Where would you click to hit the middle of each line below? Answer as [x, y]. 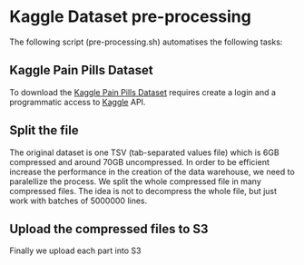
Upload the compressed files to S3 [109, 229]
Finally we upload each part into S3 [75, 250]
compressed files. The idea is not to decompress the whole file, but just [143, 191]
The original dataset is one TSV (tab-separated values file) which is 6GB [144, 152]
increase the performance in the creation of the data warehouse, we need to [152, 172]
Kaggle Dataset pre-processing [130, 17]
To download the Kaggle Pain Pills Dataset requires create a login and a [143, 92]
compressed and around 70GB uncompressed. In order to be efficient [139, 162]
